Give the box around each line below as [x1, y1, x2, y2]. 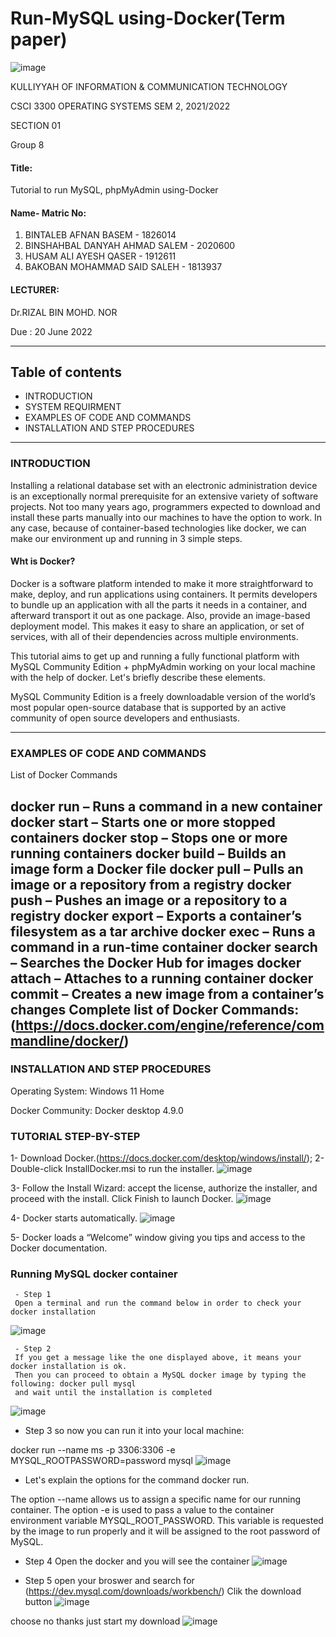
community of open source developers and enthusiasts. [10, 712, 241, 724]
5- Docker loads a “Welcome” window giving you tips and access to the [10, 1232, 306, 1244]
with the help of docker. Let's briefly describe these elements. [10, 671, 266, 683]
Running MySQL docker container [10, 1267, 178, 1281]
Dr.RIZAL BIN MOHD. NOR [10, 306, 118, 318]
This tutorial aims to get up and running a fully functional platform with [10, 650, 300, 662]
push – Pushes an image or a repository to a [10, 892, 288, 909]
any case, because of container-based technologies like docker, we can [10, 522, 307, 534]
